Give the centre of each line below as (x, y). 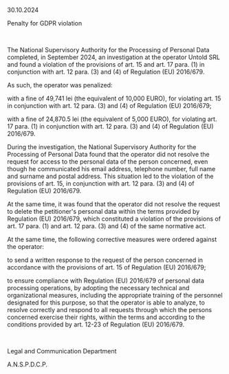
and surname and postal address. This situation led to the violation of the (111, 176)
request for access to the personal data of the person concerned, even (108, 162)
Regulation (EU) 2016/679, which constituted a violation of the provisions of (114, 219)
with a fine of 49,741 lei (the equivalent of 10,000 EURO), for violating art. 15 (114, 98)
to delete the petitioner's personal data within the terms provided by (103, 211)
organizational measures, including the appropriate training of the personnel (115, 295)
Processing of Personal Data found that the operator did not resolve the (108, 154)
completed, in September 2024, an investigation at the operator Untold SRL (113, 57)
